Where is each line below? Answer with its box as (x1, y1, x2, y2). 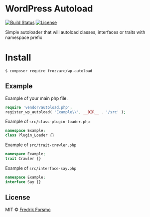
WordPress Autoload (5, 3, 93, 14)
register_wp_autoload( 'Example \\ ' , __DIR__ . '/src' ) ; (5, 109, 126, 115)
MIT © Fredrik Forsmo (5, 207, 51, 213)
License (5, 193, 30, 202)
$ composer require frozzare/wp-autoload (5, 68, 93, 73)
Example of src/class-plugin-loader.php (5, 118, 90, 125)
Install (5, 52, 31, 63)
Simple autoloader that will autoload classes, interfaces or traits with (5, 29, 146, 35)
